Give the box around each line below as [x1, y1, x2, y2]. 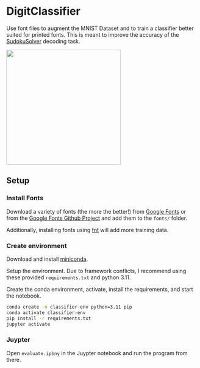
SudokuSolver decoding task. [6, 37, 80, 45]
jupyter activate [6, 321, 51, 327]
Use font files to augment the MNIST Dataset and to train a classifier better [6, 24, 194, 32]
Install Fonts [6, 194, 44, 203]
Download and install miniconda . [6, 255, 88, 263]
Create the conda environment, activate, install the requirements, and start [6, 285, 193, 293]
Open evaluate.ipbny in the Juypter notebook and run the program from [6, 349, 188, 356]
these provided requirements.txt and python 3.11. [6, 274, 131, 281]
